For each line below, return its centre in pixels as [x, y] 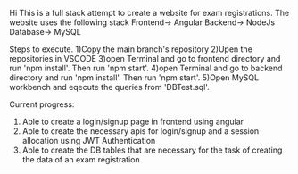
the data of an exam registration [81, 159]
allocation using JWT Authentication [89, 141]
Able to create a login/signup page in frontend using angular [132, 121]
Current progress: [42, 104]
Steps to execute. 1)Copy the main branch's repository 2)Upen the [131, 49]
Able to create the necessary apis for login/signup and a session [141, 131]
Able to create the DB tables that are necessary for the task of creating [152, 150]
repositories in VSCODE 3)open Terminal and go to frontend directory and [145, 58]
